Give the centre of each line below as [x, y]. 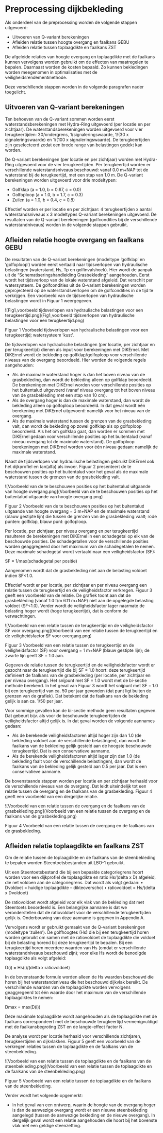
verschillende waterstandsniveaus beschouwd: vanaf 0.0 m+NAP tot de [77, 170]
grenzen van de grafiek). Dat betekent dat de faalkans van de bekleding [77, 696]
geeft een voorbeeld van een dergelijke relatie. [52, 796]
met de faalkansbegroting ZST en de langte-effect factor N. [65, 1027]
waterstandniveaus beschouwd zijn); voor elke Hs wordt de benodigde [76, 953]
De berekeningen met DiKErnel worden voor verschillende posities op [81, 384]
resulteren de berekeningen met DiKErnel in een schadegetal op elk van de [80, 536]
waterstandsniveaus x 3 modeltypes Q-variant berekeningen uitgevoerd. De [81, 214]
